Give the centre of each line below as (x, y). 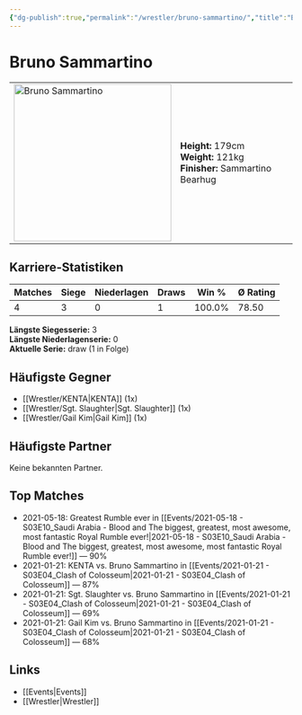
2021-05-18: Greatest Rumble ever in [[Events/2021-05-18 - (133, 517)
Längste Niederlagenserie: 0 (64, 340)
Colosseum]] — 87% (61, 584)
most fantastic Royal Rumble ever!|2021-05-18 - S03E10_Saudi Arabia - (154, 536)
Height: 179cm (213, 146)
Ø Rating (257, 293)
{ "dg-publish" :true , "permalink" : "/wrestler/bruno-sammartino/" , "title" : (148, 18)
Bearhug (198, 179)
